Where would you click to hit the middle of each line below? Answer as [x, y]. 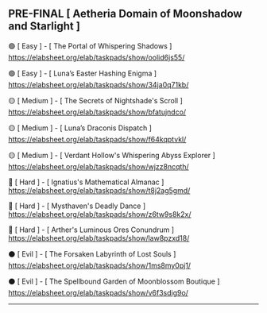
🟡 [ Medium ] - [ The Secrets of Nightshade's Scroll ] [95, 100]
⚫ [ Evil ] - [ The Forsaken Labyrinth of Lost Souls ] [92, 253]
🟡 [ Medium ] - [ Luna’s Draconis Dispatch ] [80, 128]
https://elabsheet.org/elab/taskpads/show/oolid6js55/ [97, 57]
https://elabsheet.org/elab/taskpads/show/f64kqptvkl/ [97, 139]
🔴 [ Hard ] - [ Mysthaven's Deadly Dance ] [77, 206]
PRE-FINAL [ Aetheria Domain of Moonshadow [125, 14]
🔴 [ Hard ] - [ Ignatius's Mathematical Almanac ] [86, 182]
